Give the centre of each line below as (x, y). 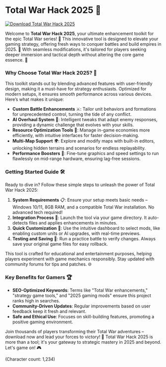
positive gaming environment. (43, 322)
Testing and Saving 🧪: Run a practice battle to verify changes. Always (84, 238)
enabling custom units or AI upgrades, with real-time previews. (76, 233)
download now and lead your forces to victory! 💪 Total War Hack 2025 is (79, 337)
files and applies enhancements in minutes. (73, 222)
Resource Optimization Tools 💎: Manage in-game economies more (81, 130)
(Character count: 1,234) (30, 359)
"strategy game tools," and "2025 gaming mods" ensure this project (82, 295)
